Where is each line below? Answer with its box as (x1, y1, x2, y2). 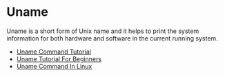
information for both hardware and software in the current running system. (6, 34, 218, 42)
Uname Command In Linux (16, 62, 92, 70)
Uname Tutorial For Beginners (16, 54, 101, 63)
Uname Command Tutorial (16, 47, 91, 56)
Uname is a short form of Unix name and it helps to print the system (6, 27, 199, 35)
